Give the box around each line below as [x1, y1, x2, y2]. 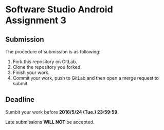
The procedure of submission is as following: [5, 49, 101, 54]
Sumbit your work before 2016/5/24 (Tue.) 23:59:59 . [5, 109, 119, 115]
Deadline [5, 95, 35, 104]
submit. [12, 81, 29, 86]
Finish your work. [12, 69, 50, 76]
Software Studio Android [5, 4, 113, 15]
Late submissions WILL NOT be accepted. [5, 119, 95, 125]
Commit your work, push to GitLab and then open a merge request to [12, 75, 159, 81]
